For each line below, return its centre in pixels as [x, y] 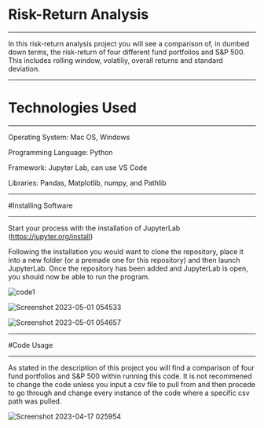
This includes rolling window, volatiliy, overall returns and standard [116, 60]
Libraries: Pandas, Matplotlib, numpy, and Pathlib [87, 183]
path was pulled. [35, 401]
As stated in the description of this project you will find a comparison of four [131, 367]
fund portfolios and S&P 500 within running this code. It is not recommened [130, 376]
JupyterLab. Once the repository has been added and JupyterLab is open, [128, 268]
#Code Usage [31, 345]
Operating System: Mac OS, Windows [69, 137]
